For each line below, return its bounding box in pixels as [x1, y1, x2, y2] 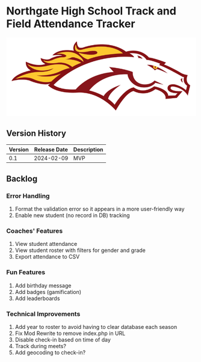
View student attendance [14, 241, 78, 248]
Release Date [34, 146, 68, 153]
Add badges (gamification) [14, 288, 82, 295]
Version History [6, 128, 66, 138]
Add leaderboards [14, 295, 60, 302]
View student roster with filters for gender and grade [14, 247, 146, 254]
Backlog [6, 173, 38, 184]
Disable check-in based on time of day [14, 336, 111, 343]
